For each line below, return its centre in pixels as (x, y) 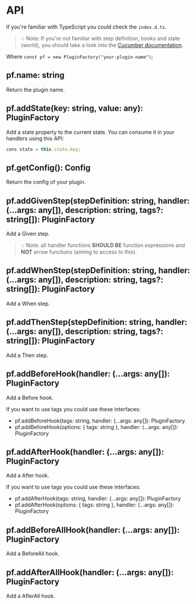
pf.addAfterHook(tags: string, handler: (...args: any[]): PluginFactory (98, 499)
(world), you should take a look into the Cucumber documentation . (102, 45)
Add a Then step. (27, 355)
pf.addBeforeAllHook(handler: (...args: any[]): (93, 530)
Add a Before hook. (30, 398)
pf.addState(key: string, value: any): (75, 109)
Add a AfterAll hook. (31, 596)
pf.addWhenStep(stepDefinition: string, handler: (98, 270)
